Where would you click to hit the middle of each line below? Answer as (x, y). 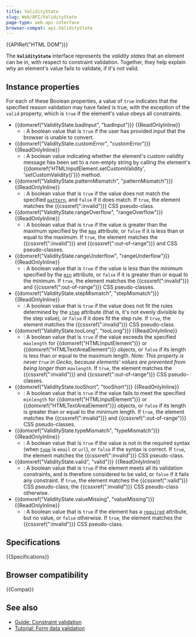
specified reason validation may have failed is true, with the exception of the (98, 107)
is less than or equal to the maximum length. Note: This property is (104, 356)
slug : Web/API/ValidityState (42, 17)
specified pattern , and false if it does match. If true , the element (102, 200)
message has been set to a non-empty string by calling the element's (107, 163)
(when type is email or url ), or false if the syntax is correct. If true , (104, 449)
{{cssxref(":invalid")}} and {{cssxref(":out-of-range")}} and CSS (100, 244)
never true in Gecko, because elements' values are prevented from (104, 362)
